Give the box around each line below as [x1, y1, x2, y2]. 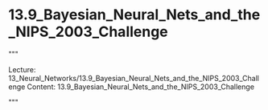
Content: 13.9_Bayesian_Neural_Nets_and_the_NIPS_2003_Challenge [27, 82, 255, 92]
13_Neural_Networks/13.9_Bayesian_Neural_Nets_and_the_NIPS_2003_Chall [8, 73, 260, 83]
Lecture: [8, 64, 36, 74]
